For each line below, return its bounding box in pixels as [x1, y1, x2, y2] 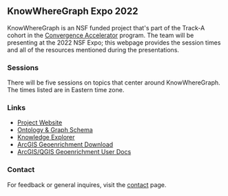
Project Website [17, 118, 63, 127]
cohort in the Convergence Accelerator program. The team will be [7, 31, 194, 39]
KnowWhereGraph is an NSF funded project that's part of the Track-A [7, 23, 205, 32]
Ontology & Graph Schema [17, 126, 93, 134]
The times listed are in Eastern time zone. [7, 86, 125, 94]
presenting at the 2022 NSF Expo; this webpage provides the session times [7, 38, 221, 47]
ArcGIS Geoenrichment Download [17, 140, 114, 149]
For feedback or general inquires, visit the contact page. [7, 180, 167, 188]
